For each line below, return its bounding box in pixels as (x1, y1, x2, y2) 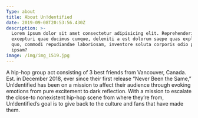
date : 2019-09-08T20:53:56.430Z (6, 19, 85, 25)
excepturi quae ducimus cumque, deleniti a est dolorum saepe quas (11, 36, 181, 42)
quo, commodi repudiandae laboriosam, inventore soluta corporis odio (11, 42, 189, 48)
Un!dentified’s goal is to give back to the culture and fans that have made (6, 100, 184, 107)
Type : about (6, 8, 35, 15)
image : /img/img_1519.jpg (6, 53, 70, 58)
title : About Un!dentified (6, 14, 72, 20)
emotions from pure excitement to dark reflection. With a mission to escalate (6, 87, 192, 94)
